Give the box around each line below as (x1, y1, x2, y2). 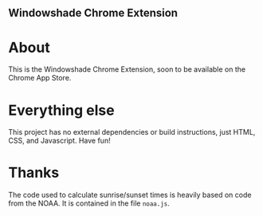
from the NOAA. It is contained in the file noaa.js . (8, 198, 170, 208)
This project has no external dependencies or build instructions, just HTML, (8, 128, 256, 137)
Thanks (8, 163, 60, 182)
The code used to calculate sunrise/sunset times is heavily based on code (8, 190, 252, 200)
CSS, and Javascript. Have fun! (8, 135, 111, 146)
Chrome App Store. (8, 73, 72, 83)
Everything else (8, 101, 115, 119)
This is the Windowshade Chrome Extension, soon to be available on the (8, 65, 245, 74)
